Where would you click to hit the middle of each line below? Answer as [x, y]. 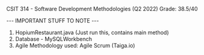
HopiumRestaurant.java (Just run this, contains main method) [92, 32]
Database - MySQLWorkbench [54, 39]
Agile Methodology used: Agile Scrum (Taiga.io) [75, 46]
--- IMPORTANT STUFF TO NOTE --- [53, 20]
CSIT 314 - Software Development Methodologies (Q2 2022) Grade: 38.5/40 [102, 9]
